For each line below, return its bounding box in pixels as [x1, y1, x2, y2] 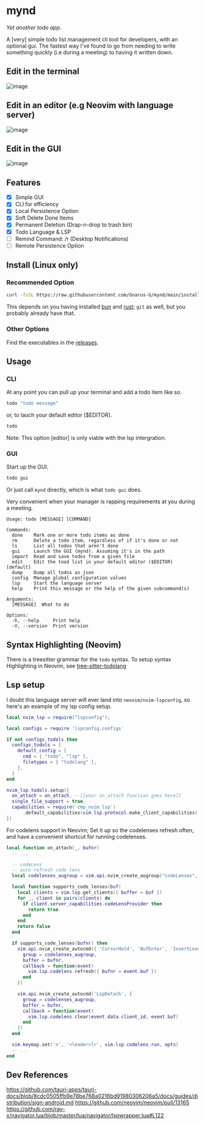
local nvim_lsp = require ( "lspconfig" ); [6, 714, 111, 721]
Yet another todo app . [6, 24, 62, 31]
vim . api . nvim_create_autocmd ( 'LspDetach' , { [17, 991, 132, 997]
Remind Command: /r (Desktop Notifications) [15, 235, 129, 242]
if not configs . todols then [6, 736, 78, 742]
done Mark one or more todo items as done [12, 532, 130, 539]
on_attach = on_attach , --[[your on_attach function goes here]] [12, 793, 182, 799]
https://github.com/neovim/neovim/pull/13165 [75, 1099, 190, 1106]
